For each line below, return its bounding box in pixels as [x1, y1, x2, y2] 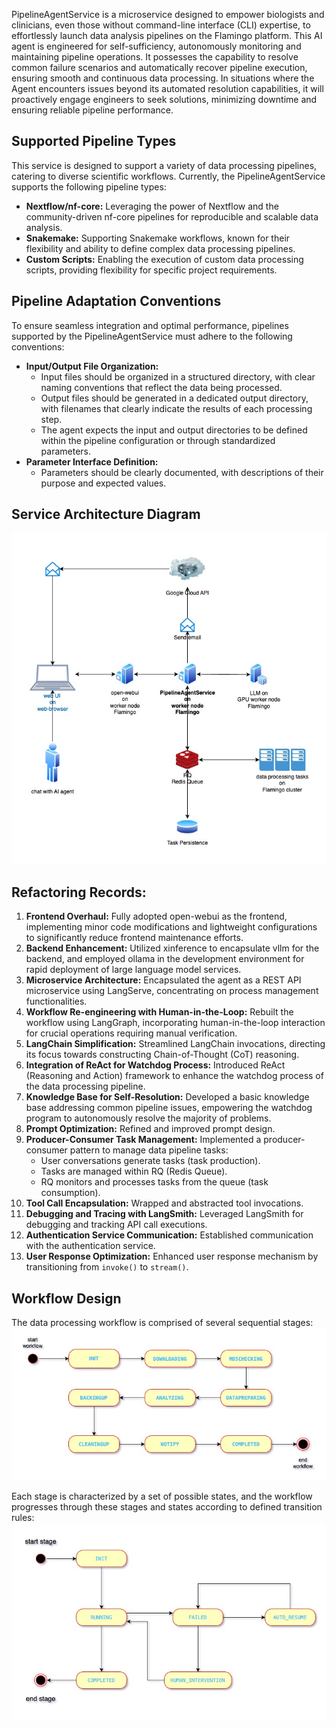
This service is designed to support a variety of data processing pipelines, [11, 159, 318, 171]
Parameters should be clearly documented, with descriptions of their [40, 466, 324, 478]
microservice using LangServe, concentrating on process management [25, 985, 319, 997]
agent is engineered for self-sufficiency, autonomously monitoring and [11, 40, 302, 52]
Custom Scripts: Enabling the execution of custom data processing [25, 253, 304, 265]
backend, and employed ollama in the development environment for [25, 953, 305, 965]
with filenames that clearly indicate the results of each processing [40, 402, 313, 414]
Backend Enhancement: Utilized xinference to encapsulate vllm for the [25, 942, 320, 954]
